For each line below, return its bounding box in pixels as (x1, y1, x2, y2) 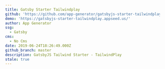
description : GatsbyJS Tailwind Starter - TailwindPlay (5, 52, 122, 57)
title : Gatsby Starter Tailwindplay (5, 7, 80, 12)
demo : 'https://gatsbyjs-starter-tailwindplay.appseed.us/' (5, 16, 131, 21)
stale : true (5, 57, 29, 62)
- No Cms (9, 39, 27, 44)
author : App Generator (5, 20, 52, 26)
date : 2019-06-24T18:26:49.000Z (5, 43, 71, 48)
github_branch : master (5, 48, 52, 52)
